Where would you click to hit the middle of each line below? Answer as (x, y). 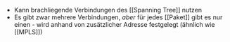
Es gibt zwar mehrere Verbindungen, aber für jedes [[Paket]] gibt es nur (118, 17)
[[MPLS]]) (28, 32)
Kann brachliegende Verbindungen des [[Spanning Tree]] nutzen (108, 10)
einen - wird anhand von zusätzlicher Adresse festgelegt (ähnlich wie (115, 24)
